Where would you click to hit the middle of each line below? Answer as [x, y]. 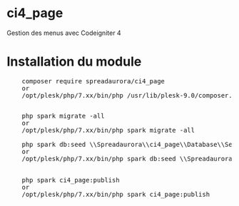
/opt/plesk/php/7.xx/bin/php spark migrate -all [108, 130]
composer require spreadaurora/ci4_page [93, 81]
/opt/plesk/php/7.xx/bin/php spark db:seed [99, 159]
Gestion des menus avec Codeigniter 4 [64, 33]
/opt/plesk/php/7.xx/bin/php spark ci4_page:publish [116, 194]
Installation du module [74, 62]
